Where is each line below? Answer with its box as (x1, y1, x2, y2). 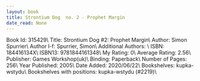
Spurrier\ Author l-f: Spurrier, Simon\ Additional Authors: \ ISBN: (6, 43, 164, 50)
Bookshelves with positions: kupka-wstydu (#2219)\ (28, 68, 157, 76)
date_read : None (6, 20, 47, 26)
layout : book (6, 8, 39, 15)
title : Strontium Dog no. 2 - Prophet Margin (6, 14, 125, 20)
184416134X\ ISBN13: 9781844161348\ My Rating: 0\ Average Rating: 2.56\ (6, 49, 191, 56)
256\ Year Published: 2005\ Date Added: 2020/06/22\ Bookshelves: (6, 62, 175, 69)
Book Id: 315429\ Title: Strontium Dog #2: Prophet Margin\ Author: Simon (6, 37, 187, 44)
